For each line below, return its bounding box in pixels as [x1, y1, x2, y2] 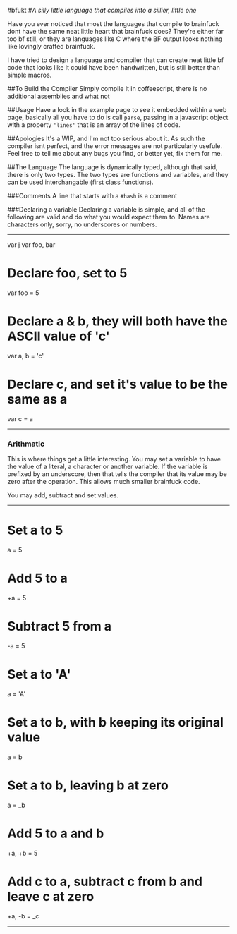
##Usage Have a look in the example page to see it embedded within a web [7, 106, 227, 114]
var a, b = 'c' [7, 351, 44, 360]
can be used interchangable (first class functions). [7, 178, 154, 186]
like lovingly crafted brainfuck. [7, 42, 95, 50]
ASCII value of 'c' [7, 328, 111, 344]
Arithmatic [7, 439, 45, 449]
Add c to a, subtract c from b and [7, 873, 203, 890]
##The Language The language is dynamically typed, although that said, [7, 163, 218, 171]
